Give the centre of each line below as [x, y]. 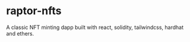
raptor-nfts [34, 11]
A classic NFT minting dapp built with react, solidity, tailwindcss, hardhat [95, 27]
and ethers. [20, 33]
